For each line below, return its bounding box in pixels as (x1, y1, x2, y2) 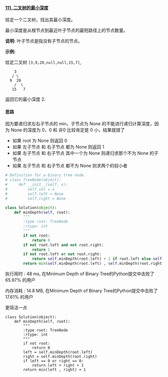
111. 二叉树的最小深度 (5, 5, 48, 11)
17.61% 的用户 (5, 294, 33, 300)
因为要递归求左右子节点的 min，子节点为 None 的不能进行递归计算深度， (5, 121, 155, 127)
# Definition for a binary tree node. (5, 173, 86, 178)
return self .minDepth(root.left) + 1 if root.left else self (31, 256, 162, 262)
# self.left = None (5, 191, 64, 197)
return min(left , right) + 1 (23, 367, 86, 372)
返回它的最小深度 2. (5, 96, 46, 102)
